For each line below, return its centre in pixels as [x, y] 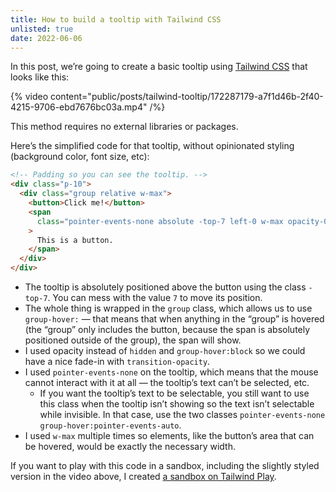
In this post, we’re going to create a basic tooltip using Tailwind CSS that [159, 67]
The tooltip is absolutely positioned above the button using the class [165, 287]
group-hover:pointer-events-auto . [110, 425]
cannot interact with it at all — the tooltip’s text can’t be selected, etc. [167, 382]
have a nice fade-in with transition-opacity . [117, 361]
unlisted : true [42, 29]
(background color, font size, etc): [80, 157]
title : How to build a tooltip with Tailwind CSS [116, 19]
